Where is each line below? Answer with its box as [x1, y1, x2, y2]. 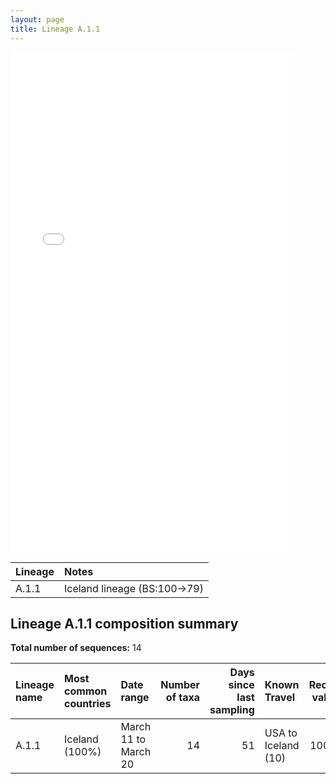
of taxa [165, 691, 201, 705]
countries [63, 697, 112, 711]
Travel [264, 691, 296, 705]
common [63, 684, 108, 698]
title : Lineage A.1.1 [10, 24, 101, 34]
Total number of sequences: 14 [10, 642, 142, 654]
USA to [264, 726, 298, 740]
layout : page [10, 14, 65, 25]
